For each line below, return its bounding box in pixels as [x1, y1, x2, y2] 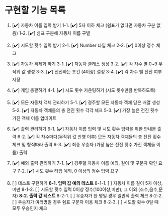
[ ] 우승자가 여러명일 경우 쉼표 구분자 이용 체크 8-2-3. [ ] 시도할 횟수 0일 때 [12, 199, 159, 205]
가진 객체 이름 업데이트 [12, 115, 57, 121]
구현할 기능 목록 [5, 5, 66, 16]
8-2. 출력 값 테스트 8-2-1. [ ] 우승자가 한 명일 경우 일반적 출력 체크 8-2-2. [19, 192, 163, 198]
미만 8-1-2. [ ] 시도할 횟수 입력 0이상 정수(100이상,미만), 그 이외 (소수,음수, [12, 186, 159, 192]
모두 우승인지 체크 [12, 205, 47, 211]
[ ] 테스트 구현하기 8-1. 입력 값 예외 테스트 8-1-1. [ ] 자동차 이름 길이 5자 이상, [12, 180, 163, 186]
